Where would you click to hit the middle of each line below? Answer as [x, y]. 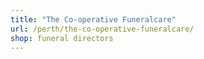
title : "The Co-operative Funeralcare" [93, 19]
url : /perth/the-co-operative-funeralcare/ [102, 29]
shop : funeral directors [62, 38]
